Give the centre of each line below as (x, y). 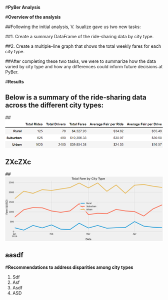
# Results (14, 82)
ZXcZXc (18, 162)
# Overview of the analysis (33, 17)
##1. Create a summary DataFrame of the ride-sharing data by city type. (79, 36)
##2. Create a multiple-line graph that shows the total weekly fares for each (83, 46)
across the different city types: (54, 105)
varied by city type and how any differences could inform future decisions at (84, 67)
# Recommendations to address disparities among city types (69, 267)
